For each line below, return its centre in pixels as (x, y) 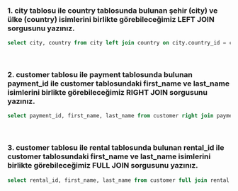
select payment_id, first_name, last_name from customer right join (110, 116)
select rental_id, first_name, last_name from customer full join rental (119, 180)
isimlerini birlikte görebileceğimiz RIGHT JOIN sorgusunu (107, 93)
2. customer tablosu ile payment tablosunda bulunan (100, 75)
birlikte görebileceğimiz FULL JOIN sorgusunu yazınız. (103, 166)
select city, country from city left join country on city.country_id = (117, 43)
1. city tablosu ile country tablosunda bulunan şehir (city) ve (113, 11)
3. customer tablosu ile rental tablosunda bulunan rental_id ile (116, 148)
